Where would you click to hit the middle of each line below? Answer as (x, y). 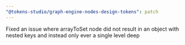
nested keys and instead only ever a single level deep (73, 35)
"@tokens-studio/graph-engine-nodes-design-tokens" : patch (82, 12)
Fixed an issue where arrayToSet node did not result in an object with (92, 29)
